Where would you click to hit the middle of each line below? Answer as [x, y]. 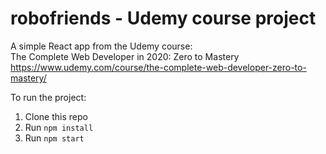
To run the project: [48, 97]
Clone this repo [56, 116]
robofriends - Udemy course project [163, 18]
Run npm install [59, 127]
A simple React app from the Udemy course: [101, 46]
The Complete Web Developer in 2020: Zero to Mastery [125, 56]
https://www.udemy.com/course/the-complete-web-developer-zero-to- [158, 67]
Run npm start [54, 138]
